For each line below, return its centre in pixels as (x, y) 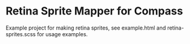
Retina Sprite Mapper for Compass (94, 11)
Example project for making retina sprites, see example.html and (86, 28)
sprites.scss (21, 34)
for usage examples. (62, 34)
